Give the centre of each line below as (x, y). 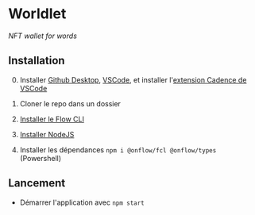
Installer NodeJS (47, 134)
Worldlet (37, 14)
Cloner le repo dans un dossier (70, 103)
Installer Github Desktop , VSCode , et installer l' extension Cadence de (133, 79)
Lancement (37, 183)
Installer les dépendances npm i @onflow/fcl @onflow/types (118, 150)
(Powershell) (41, 158)
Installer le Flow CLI (52, 119)
